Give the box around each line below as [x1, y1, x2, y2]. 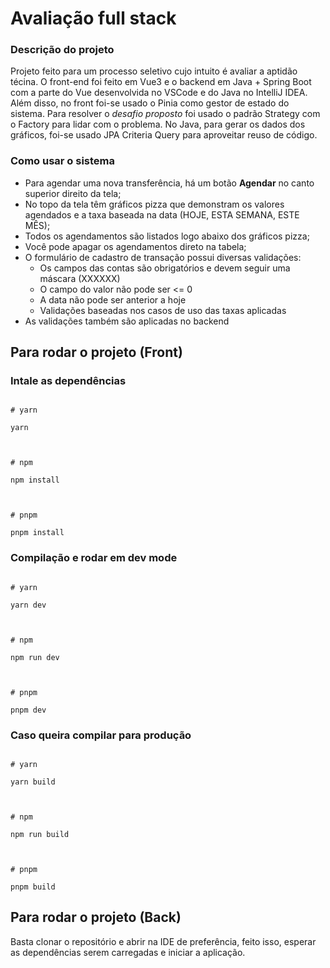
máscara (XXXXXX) [39, 272, 121, 284]
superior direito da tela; [24, 187, 122, 199]
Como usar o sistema [10, 154, 116, 168]
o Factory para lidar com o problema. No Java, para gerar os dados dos [10, 118, 306, 131]
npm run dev [10, 652, 60, 662]
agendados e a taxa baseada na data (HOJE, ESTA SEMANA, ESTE [24, 208, 300, 221]
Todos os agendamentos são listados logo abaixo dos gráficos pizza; [24, 230, 310, 242]
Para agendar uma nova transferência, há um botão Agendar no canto [24, 177, 315, 189]
